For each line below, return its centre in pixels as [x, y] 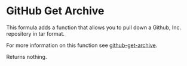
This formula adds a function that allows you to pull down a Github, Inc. [93, 27]
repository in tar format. [35, 33]
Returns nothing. [27, 56]
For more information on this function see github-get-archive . [82, 45]
